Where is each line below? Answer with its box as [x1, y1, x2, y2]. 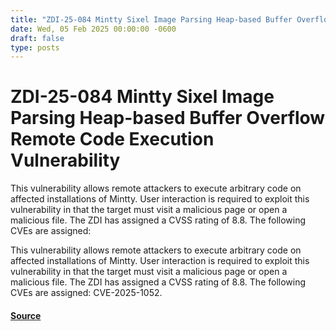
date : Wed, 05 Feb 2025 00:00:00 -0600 [10, 24, 177, 34]
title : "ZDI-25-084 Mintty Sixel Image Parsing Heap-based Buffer [10, 14, 293, 25]
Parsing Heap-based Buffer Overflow [10, 107, 326, 130]
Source [10, 309, 42, 321]
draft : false [10, 33, 65, 43]
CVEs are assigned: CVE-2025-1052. [10, 287, 163, 299]
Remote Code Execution [10, 128, 215, 151]
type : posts [10, 42, 60, 53]
